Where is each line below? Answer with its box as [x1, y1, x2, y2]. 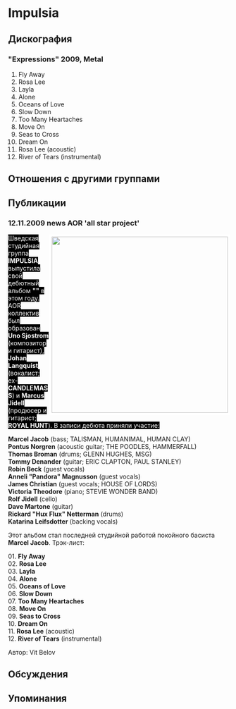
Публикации [8, 197, 66, 209]
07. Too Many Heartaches [8, 597, 85, 605]
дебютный [8, 278, 39, 287]
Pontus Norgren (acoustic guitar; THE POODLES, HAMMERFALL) [8, 442, 197, 450]
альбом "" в [8, 286, 45, 295]
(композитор [8, 338, 46, 347]
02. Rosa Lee [8, 559, 46, 568]
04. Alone [8, 574, 37, 583]
